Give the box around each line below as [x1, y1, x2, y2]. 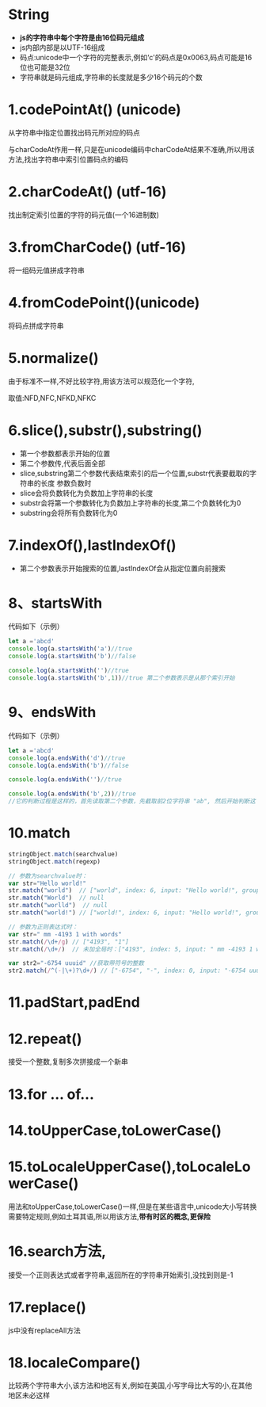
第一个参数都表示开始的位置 [19, 448, 111, 458]
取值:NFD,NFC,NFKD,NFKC [8, 393, 97, 402]
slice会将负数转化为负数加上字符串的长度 [19, 488, 154, 498]
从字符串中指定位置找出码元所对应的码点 [8, 128, 140, 137]
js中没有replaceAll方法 [8, 1325, 81, 1335]
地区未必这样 [8, 1390, 50, 1400]
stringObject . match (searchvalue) [8, 850, 119, 858]
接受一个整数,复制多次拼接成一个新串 [8, 1057, 129, 1066]
